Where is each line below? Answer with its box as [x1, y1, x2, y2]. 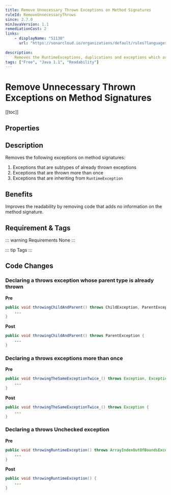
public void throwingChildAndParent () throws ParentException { [5, 333, 145, 338]
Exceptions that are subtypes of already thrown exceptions [12, 164, 136, 170]
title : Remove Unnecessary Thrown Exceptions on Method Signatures [5, 7, 152, 13]
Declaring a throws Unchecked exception [5, 426, 109, 433]
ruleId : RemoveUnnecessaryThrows [5, 12, 76, 17]
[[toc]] [5, 109, 19, 115]
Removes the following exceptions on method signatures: [5, 155, 126, 161]
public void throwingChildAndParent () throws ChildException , [5, 305, 140, 310]
